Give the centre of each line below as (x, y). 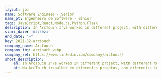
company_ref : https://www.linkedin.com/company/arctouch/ (64, 55)
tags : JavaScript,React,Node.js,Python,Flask (51, 23)
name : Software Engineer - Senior (40, 14)
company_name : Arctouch (29, 46)
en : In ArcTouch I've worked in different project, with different (83, 63)
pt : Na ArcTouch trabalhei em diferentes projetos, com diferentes (83, 68)
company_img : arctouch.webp (33, 50)
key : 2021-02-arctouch (28, 41)
